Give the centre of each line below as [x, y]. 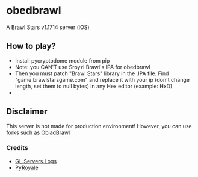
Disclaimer [27, 112]
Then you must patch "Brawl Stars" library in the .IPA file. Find [92, 73]
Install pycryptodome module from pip [62, 60]
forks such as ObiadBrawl [38, 132]
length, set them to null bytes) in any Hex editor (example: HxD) [94, 86]
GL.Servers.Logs [36, 161]
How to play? [31, 46]
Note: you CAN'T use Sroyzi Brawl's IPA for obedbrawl [82, 67]
